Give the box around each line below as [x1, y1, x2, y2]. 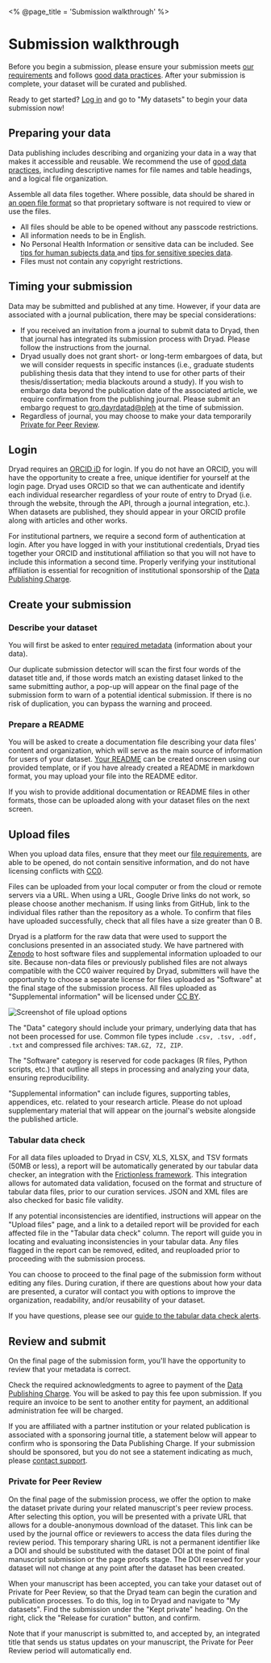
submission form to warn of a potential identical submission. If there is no [8, 690, 252, 700]
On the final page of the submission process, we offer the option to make [8, 1494, 252, 1504]
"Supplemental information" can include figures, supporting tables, [8, 1088, 231, 1098]
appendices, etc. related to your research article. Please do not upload [8, 1097, 243, 1107]
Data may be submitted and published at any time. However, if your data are [8, 301, 261, 311]
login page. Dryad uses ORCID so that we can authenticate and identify [8, 482, 245, 491]
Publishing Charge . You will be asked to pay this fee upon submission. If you [8, 1389, 262, 1398]
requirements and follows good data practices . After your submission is [8, 70, 246, 80]
